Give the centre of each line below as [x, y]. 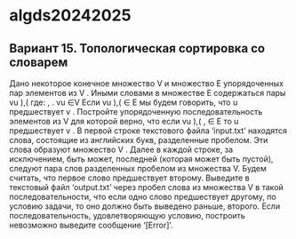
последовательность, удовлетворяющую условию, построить [128, 215]
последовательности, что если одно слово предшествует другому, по [143, 197]
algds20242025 [70, 16]
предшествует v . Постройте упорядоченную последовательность [136, 112]
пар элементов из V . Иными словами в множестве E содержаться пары [148, 93]
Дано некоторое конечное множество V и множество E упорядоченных [147, 84]
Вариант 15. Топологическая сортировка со [137, 48]
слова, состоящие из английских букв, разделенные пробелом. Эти [139, 140]
